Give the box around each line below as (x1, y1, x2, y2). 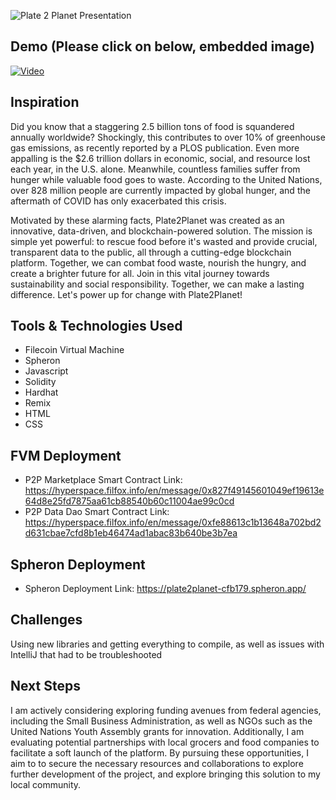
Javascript (24, 365, 69, 377)
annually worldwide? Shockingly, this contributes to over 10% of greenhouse (10, 131, 326, 143)
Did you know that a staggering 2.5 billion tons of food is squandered (10, 120, 295, 132)
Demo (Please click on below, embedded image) (10, 38, 315, 55)
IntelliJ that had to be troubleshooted (10, 648, 163, 660)
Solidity (24, 376, 57, 388)
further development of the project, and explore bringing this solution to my (10, 768, 321, 780)
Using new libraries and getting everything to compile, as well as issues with (10, 638, 325, 650)
